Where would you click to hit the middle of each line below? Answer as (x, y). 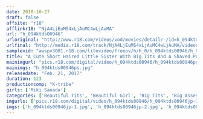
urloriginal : (23, 40)
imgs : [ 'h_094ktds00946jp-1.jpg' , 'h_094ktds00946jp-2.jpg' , (85, 107)
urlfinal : (19, 46)
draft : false (23, 17)
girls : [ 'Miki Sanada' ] (36, 90)
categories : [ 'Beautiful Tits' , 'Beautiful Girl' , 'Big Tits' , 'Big (94, 96)
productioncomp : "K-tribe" (40, 85)
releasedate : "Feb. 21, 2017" (44, 73)
